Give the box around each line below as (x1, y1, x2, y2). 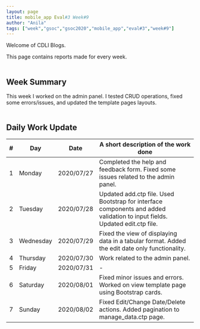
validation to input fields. (99, 212, 168, 221)
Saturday (18, 281, 45, 289)
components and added (99, 204, 166, 213)
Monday (18, 169, 42, 177)
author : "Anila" (6, 20, 46, 26)
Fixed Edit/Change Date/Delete (99, 297, 186, 306)
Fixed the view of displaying (99, 229, 177, 237)
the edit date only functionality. (99, 244, 186, 252)
